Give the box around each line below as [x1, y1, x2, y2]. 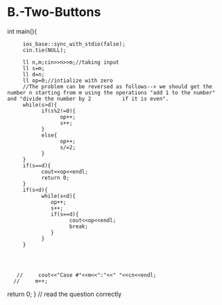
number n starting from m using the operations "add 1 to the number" [7, 89, 216, 96]
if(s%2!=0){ [41, 107, 76, 115]
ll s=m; [22, 65, 45, 72]
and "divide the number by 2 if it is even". [7, 95, 169, 102]
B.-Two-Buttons [7, 4, 101, 20]
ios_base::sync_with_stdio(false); [22, 40, 126, 47]
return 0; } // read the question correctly [7, 290, 122, 298]
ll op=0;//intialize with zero [22, 77, 113, 84]
